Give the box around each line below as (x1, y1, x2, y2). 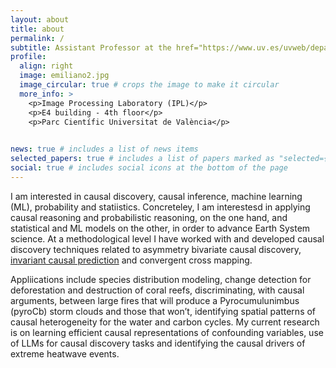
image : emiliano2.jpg (19, 71, 110, 81)
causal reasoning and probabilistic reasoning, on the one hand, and (10, 211, 288, 223)
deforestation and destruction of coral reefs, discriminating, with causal (10, 284, 305, 296)
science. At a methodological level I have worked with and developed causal (10, 232, 325, 245)
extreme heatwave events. (10, 347, 120, 360)
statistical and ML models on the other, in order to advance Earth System (10, 222, 311, 234)
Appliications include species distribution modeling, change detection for (10, 273, 312, 285)
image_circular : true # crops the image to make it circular (19, 80, 280, 90)
